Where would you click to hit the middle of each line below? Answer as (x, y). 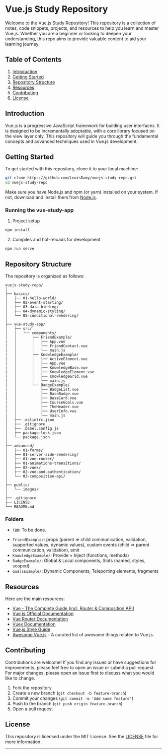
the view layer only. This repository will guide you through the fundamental (82, 136)
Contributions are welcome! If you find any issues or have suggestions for (81, 662)
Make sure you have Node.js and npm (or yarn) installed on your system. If (82, 192)
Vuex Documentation (34, 624)
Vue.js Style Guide (31, 629)
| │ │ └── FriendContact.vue (46, 346)
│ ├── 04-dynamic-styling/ (35, 311)
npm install (17, 230)
